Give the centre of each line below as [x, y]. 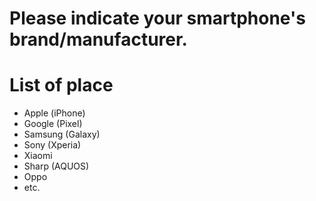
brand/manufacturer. [98, 39]
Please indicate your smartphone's [157, 18]
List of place [61, 85]
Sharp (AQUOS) [56, 166]
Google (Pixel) [53, 124]
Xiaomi [38, 156]
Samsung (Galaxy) [62, 134]
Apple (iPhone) [54, 113]
